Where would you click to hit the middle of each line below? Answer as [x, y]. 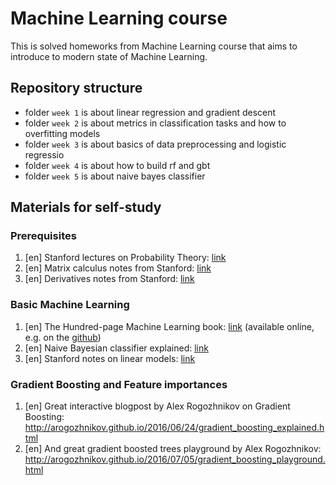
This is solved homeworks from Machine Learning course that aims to [154, 46]
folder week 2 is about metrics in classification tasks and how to [155, 123]
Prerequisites [43, 236]
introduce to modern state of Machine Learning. [109, 56]
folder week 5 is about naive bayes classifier [115, 176]
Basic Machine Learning [70, 305]
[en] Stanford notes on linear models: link [110, 358]
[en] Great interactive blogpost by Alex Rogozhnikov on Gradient [157, 406]
